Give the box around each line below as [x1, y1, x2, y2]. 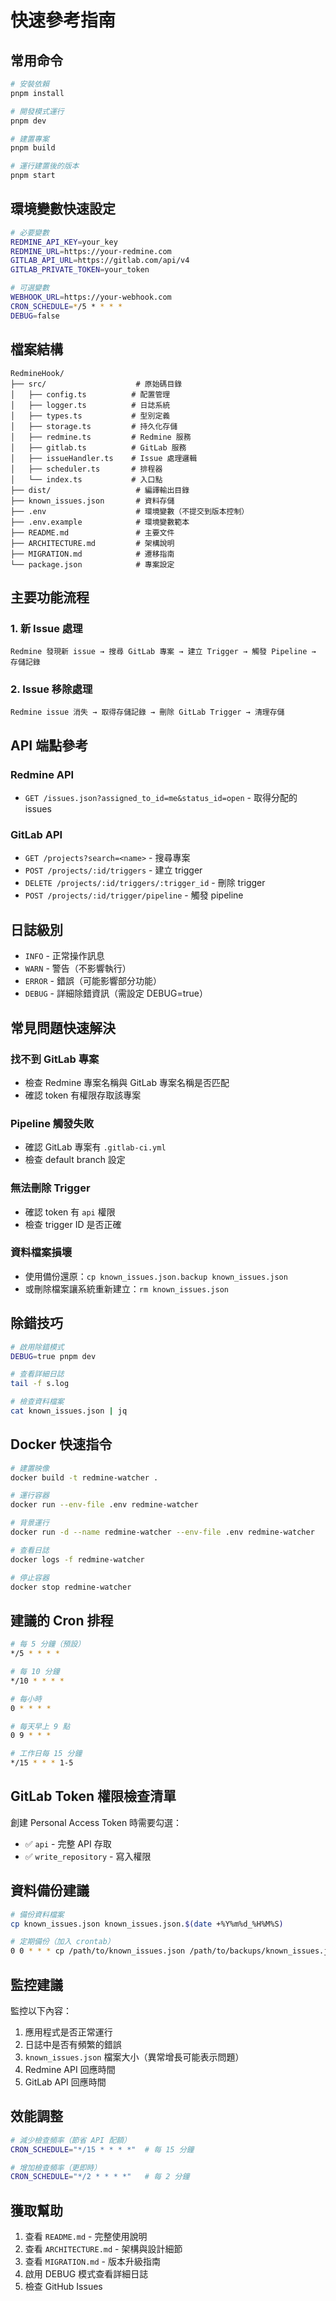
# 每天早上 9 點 [10, 1721, 71, 1731]
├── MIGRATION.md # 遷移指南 [10, 549, 175, 559]
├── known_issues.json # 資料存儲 [10, 496, 175, 506]
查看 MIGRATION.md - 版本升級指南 [24, 2256, 161, 2268]
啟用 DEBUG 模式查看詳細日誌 [24, 2268, 149, 2280]
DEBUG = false [10, 311, 60, 321]
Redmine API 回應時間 [24, 2063, 116, 2075]
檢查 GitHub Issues [24, 2281, 103, 2293]
